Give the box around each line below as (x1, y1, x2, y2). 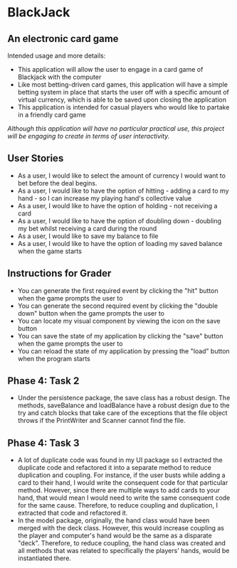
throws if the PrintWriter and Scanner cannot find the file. (17, 417, 186, 425)
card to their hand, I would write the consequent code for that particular (17, 478, 228, 487)
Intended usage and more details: (7, 51, 106, 60)
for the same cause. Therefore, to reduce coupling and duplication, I (17, 501, 218, 510)
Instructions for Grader (7, 267, 112, 279)
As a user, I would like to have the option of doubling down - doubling (17, 216, 222, 225)
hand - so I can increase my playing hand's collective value (17, 193, 192, 203)
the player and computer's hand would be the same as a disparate (17, 531, 212, 540)
